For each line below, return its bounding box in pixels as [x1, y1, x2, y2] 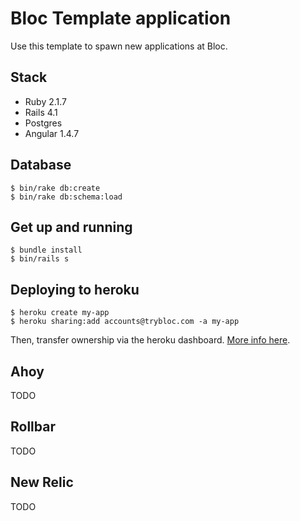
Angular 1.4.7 [24, 127, 80, 139]
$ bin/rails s [10, 254, 70, 264]
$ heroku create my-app [10, 308, 110, 318]
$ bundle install [10, 245, 83, 256]
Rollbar [10, 418, 56, 436]
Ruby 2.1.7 [24, 95, 68, 107]
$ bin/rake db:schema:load [10, 192, 123, 202]
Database [10, 157, 72, 174]
